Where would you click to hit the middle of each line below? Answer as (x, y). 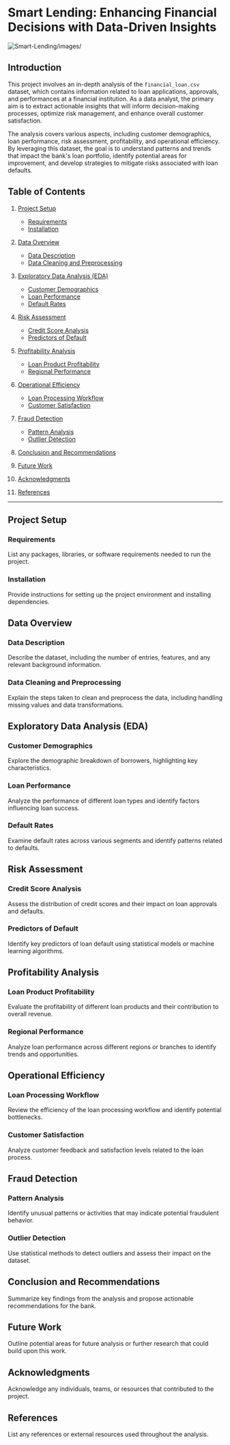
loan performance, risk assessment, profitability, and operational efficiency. (114, 141)
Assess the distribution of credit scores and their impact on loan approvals (113, 904)
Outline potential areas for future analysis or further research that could (108, 1344)
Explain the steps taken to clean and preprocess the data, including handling (115, 697)
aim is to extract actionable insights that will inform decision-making (103, 106)
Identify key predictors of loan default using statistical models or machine (111, 944)
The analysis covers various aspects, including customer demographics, (110, 134)
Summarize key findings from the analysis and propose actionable (101, 1298)
